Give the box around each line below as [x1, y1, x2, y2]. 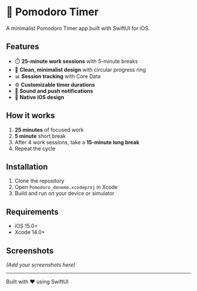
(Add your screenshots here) [6, 261, 76, 268]
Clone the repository [14, 177, 64, 184]
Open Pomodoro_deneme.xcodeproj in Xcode [14, 184, 118, 191]
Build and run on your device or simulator [14, 190, 115, 197]
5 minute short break [14, 132, 66, 140]
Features [6, 42, 39, 52]
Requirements [6, 207, 59, 216]
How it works [6, 111, 55, 121]
